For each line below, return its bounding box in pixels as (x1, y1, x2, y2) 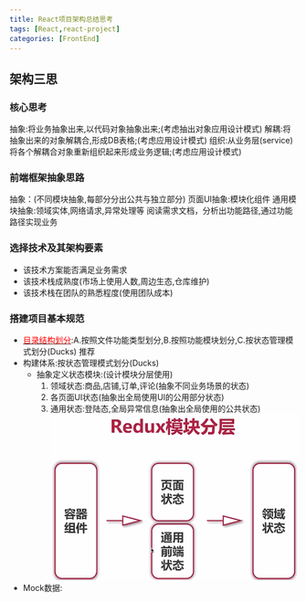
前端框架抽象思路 (9, 171, 85, 184)
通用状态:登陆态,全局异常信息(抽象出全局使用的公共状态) (49, 403, 261, 414)
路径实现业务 (9, 217, 58, 227)
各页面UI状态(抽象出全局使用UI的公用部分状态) (49, 391, 225, 402)
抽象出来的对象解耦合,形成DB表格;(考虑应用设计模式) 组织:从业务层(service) (9, 135, 294, 146)
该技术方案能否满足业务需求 (22, 264, 128, 275)
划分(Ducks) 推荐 (30, 345, 96, 356)
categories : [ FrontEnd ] (9, 34, 100, 43)
